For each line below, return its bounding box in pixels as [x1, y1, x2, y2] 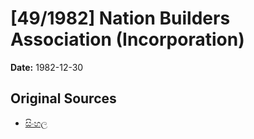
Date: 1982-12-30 [10, 61, 84, 73]
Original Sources [10, 90, 117, 107]
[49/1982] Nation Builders [10, 7, 231, 30]
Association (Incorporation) [10, 28, 245, 51]
